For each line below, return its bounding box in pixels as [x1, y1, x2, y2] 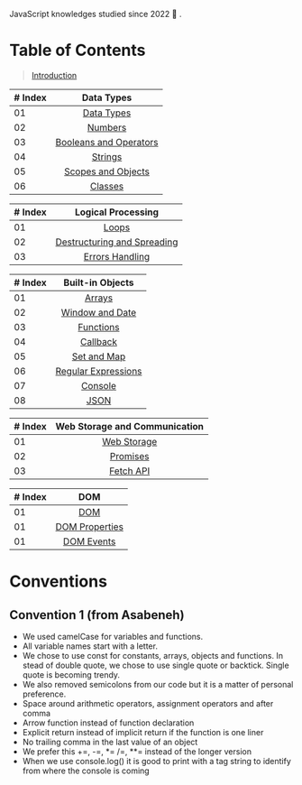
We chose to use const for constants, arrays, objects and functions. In [22, 650, 284, 660]
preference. [22, 688, 67, 699]
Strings [91, 150, 123, 162]
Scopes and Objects [64, 165, 151, 178]
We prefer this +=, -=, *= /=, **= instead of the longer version [22, 745, 252, 757]
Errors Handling [83, 250, 151, 263]
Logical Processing [75, 206, 160, 218]
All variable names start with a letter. [22, 641, 158, 651]
